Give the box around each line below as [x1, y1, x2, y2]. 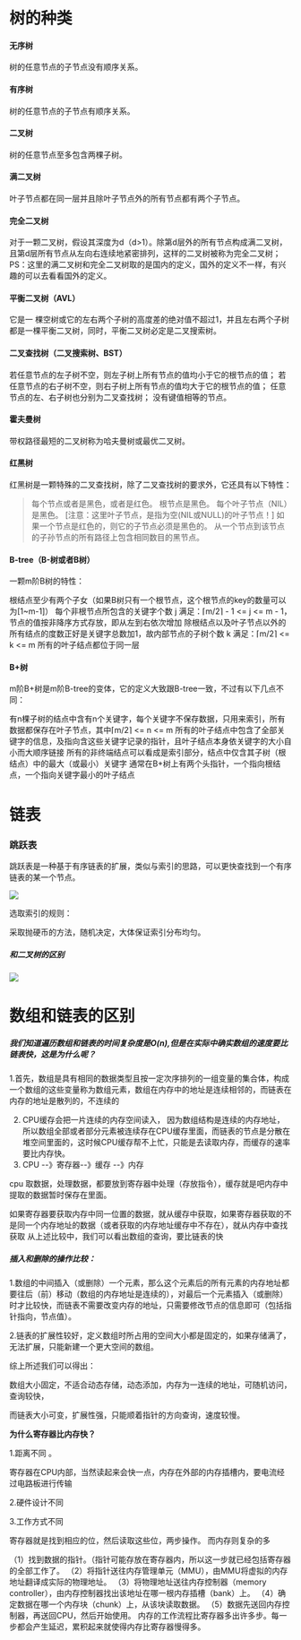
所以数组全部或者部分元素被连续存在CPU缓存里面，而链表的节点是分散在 [21, 1126, 291, 1136]
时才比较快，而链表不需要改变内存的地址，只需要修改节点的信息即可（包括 [9, 1300, 284, 1310]
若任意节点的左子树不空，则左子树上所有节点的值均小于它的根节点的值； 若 [9, 369, 287, 380]
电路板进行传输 [16, 1478, 73, 1489]
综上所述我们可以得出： [9, 1360, 96, 1371]
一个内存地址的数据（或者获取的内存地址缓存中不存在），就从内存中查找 [24, 1220, 288, 1230]
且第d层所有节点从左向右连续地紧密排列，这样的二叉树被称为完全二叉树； [9, 248, 281, 259]
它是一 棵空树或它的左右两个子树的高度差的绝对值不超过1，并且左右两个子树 [9, 315, 289, 325]
